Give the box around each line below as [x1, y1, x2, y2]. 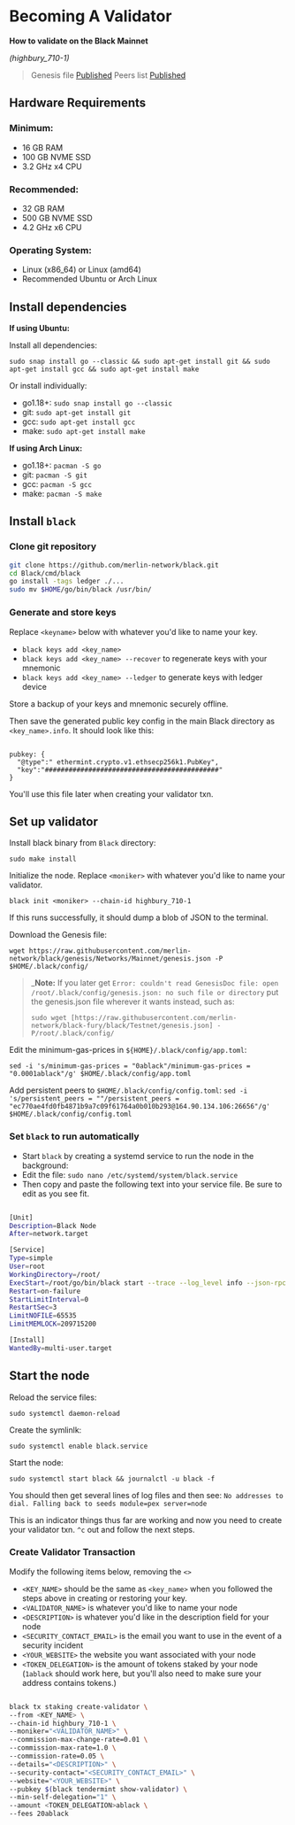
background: [21, 1160, 69, 1171]
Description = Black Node [9, 1221, 97, 1230]
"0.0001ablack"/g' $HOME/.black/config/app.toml [9, 1070, 192, 1079]
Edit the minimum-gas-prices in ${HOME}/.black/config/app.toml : [9, 1045, 247, 1056]
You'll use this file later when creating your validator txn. [9, 788, 214, 799]
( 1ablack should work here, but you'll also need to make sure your [21, 1667, 262, 1679]
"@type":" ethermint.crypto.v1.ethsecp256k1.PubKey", [17, 757, 219, 767]
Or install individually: [9, 381, 87, 391]
